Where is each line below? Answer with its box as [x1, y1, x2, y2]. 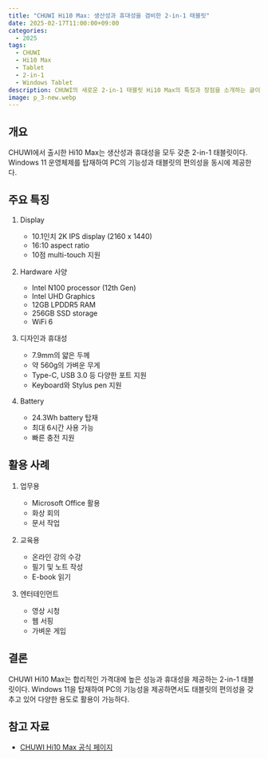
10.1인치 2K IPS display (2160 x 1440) [31, 231, 153, 240]
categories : [8, 26, 48, 34]
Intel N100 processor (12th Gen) [31, 283, 137, 292]
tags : [8, 42, 26, 50]
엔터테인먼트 [19, 589, 60, 598]
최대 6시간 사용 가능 [31, 423, 94, 432]
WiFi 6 [31, 316, 53, 326]
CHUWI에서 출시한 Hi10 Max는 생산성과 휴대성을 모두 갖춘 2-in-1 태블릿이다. [8, 148, 248, 157]
